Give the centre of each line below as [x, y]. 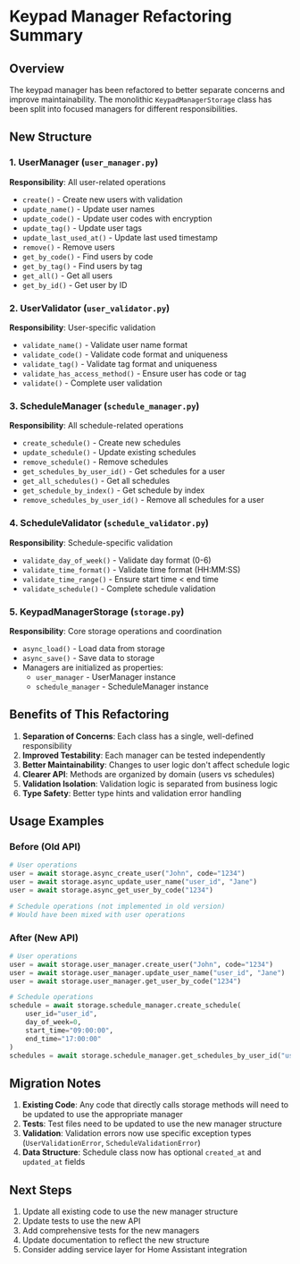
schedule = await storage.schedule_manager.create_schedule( [125, 1005]
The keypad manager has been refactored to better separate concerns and [147, 90]
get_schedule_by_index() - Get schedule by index [113, 490]
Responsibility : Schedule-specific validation [91, 542]
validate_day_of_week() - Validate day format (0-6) [117, 560]
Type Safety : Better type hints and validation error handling [132, 793]
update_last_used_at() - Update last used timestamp [120, 237]
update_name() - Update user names [88, 208]
